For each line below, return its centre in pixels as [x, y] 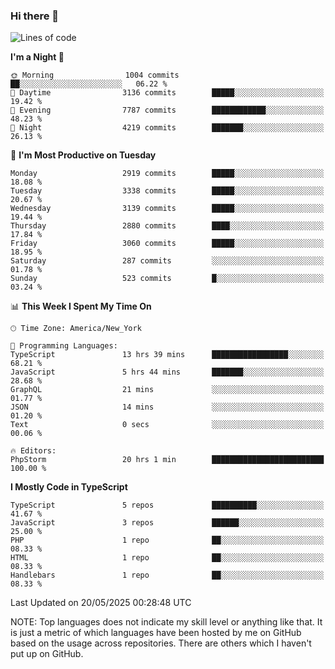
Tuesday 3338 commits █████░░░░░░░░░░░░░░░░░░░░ [167, 191]
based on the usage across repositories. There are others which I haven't [161, 643]
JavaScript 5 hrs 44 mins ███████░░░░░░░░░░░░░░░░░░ [167, 372]
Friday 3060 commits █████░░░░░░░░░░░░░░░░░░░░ [167, 244]
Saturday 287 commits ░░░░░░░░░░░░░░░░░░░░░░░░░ [167, 261]
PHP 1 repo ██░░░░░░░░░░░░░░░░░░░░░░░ [167, 540]
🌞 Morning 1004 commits [95, 75]
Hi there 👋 [35, 16]
